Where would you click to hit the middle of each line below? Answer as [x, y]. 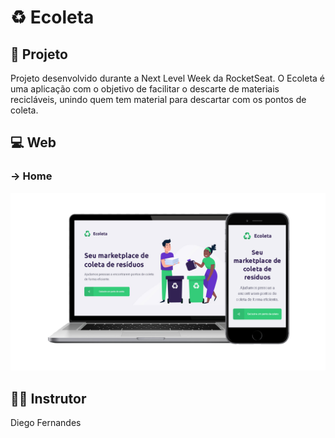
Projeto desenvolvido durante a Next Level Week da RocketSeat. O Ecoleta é [167, 78]
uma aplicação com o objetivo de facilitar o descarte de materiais [145, 89]
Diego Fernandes [46, 422]
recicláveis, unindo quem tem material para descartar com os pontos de [158, 99]
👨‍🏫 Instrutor [48, 398]
